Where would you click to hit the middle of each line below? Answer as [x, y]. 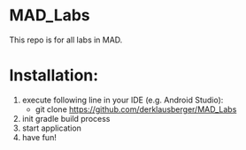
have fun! [39, 137]
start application [52, 128]
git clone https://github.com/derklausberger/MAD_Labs [136, 109]
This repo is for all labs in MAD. [66, 40]
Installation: [54, 75]
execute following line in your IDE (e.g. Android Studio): [123, 100]
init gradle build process [66, 118]
